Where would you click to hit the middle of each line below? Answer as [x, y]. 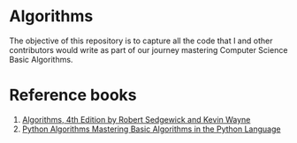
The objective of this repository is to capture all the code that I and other [141, 41]
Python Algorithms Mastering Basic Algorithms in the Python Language [151, 129]
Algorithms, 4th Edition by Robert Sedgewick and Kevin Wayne [136, 119]
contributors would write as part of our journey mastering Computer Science [148, 49]
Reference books [73, 95]
